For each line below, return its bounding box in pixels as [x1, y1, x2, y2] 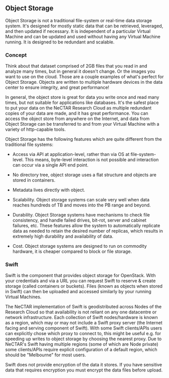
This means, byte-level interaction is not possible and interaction [25, 156, 159, 163]
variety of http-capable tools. [5, 126, 66, 133]
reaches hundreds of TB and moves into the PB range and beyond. [12, 202, 151, 208]
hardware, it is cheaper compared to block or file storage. [12, 248, 132, 254]
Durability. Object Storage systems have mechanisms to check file [12, 212, 150, 218]
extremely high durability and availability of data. [12, 233, 114, 239]
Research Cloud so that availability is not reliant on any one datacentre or [5, 309, 157, 315]
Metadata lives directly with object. [12, 187, 86, 193]
